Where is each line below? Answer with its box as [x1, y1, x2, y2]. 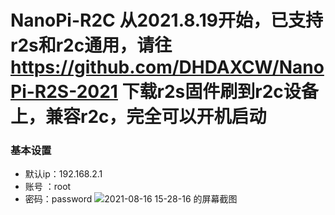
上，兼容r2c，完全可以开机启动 [10, 106, 267, 128]
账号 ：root [24, 181, 72, 193]
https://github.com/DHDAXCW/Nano [10, 56, 325, 79]
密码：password [24, 193, 93, 205]
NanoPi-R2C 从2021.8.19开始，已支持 [10, 9, 323, 32]
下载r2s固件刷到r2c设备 [121, 81, 319, 103]
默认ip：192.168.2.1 [24, 168, 103, 180]
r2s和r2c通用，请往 [10, 34, 173, 57]
